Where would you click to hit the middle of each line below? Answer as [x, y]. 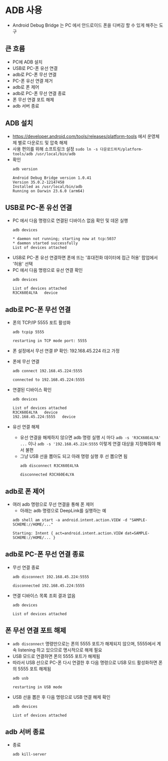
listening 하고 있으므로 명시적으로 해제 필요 [60, 650]
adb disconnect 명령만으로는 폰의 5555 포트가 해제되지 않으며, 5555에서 [84, 643]
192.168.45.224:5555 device [44, 417]
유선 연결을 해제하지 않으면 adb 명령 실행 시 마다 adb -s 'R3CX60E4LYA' [90, 438]
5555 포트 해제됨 [35, 669]
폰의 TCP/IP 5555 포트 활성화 [42, 322]
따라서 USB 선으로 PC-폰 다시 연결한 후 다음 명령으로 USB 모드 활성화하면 [85, 662]
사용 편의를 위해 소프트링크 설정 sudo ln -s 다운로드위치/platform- [78, 149]
